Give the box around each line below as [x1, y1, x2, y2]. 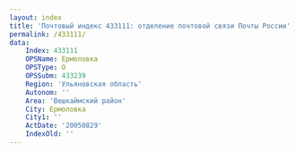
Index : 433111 [25, 46, 78, 55]
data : [9, 38, 30, 47]
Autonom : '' [25, 88, 70, 97]
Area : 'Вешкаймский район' [25, 96, 127, 106]
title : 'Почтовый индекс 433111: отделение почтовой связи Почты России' [9, 21, 292, 30]
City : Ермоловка [25, 105, 87, 114]
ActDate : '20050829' [25, 122, 102, 131]
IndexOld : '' [25, 130, 74, 139]
